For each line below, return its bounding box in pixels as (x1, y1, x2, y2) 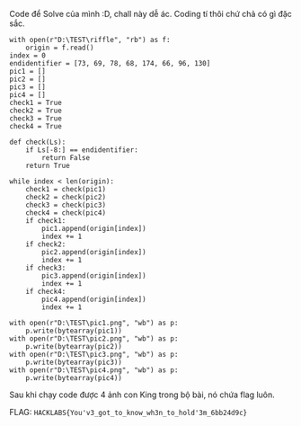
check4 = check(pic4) (25, 209, 106, 217)
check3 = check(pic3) (25, 200, 106, 209)
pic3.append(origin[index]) (41, 271, 146, 280)
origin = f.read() (25, 43, 94, 52)
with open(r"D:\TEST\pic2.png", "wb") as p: (9, 334, 179, 343)
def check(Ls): (9, 138, 66, 146)
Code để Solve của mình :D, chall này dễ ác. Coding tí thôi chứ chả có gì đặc (9, 9, 292, 19)
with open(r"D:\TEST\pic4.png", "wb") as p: (9, 366, 179, 375)
